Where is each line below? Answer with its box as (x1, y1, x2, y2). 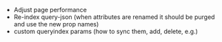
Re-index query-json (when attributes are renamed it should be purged (13, 13, 215, 21)
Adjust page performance (13, 6, 88, 14)
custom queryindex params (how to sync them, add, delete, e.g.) (13, 27, 199, 35)
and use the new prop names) (13, 20, 99, 28)
